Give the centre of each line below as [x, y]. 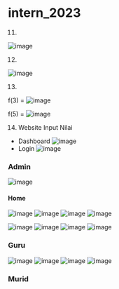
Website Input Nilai [45, 127]
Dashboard [34, 141]
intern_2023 [44, 13]
